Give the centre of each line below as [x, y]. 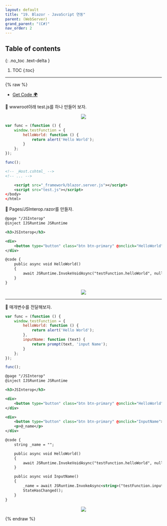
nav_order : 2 [19, 28]
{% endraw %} [20, 519]
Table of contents [33, 49]
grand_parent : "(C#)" [28, 24]
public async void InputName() [46, 477]
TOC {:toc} [23, 70]
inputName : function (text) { [54, 340]
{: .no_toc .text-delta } [28, 60]
